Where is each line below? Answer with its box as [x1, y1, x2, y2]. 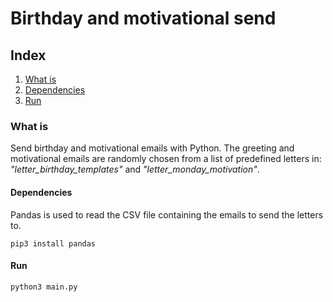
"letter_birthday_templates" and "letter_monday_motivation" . [10, 163, 260, 176]
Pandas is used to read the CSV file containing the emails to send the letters [10, 208, 324, 221]
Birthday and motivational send [10, 7, 277, 30]
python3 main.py [10, 282, 78, 292]
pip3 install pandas [10, 238, 97, 249]
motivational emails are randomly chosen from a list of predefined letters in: [10, 153, 322, 165]
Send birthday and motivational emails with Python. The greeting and [10, 142, 295, 154]
